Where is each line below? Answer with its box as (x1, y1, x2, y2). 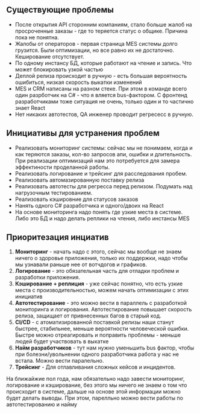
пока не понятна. (14, 33, 59, 41)
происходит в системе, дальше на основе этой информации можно (6, 388, 181, 395)
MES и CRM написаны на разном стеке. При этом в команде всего (14, 84, 187, 92)
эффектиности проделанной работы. (14, 163, 110, 171)
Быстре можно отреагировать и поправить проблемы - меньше (14, 331, 181, 339)
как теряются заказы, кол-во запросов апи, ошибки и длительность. (14, 150, 192, 158)
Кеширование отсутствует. (14, 53, 84, 60)
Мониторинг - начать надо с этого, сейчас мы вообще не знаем (14, 248, 182, 255)
